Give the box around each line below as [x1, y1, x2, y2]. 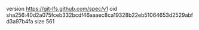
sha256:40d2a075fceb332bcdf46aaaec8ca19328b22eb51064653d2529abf [6, 11, 193, 19]
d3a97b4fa [6, 18, 33, 25]
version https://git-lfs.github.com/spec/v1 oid [6, 5, 118, 12]
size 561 [34, 18, 55, 25]
